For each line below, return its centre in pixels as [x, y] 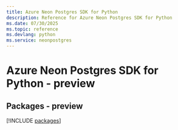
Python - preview [51, 84]
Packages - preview [45, 106]
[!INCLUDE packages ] [34, 121]
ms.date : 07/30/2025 [33, 23]
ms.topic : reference [33, 29]
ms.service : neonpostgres [39, 40]
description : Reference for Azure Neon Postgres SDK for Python [89, 18]
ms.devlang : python [31, 35]
